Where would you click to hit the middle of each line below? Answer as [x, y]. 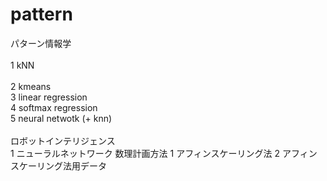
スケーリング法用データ [58, 165]
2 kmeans [31, 86]
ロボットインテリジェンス [63, 140]
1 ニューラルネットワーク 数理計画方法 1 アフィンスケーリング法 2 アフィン [164, 153]
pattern [41, 14]
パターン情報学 [41, 43]
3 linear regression [49, 97]
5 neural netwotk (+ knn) [61, 118]
